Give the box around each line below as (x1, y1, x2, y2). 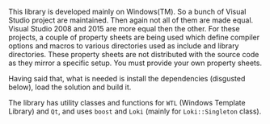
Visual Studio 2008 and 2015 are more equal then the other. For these (8, 24, 240, 33)
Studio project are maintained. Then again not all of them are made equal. (8, 15, 254, 25)
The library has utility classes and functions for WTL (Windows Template (8, 98, 246, 107)
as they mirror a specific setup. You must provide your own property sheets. (8, 58, 263, 68)
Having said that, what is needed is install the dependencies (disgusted (8, 74, 246, 83)
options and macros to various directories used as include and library (8, 41, 239, 51)
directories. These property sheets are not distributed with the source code (8, 50, 259, 59)
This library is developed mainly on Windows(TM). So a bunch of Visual (8, 7, 247, 16)
